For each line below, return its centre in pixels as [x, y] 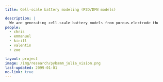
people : [13, 27]
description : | [20, 18]
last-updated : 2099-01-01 [31, 68]
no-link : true [19, 72]
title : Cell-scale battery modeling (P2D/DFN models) [61, 9]
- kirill [18, 41]
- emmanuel [20, 36]
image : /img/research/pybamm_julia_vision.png [53, 63]
